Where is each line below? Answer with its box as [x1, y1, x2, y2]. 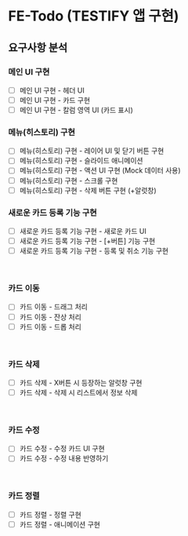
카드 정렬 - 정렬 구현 [19, 509, 82, 519]
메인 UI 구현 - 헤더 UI [19, 86, 85, 95]
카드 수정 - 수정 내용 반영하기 [19, 454, 109, 463]
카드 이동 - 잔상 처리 [19, 312, 82, 322]
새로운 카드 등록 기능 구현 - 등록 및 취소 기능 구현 [19, 246, 169, 256]
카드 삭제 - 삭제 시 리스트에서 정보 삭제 [19, 388, 138, 397]
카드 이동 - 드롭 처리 [19, 322, 82, 331]
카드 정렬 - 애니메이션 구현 [19, 520, 100, 529]
